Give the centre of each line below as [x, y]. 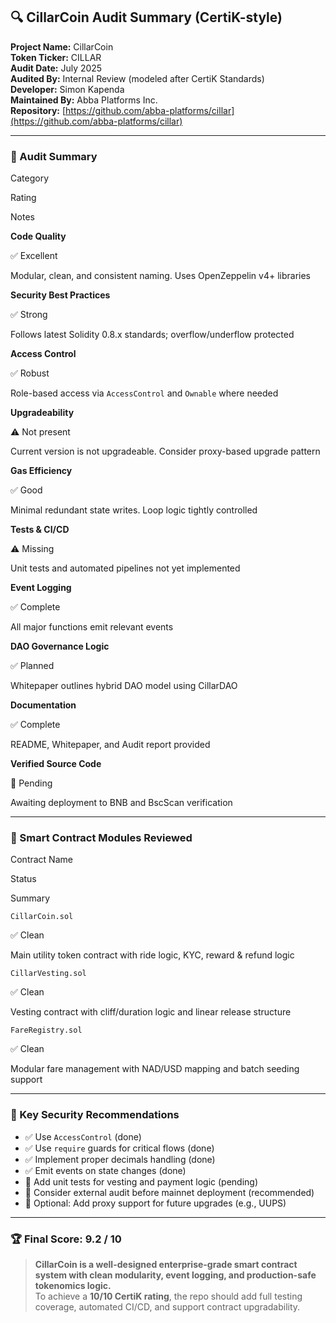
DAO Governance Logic [60, 646]
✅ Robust [30, 373]
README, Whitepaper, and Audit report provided [110, 745]
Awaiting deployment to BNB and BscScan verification [121, 803]
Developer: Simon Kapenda [67, 89]
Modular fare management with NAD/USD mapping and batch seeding [155, 1069]
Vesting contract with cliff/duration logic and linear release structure [151, 1012]
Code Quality [38, 236]
